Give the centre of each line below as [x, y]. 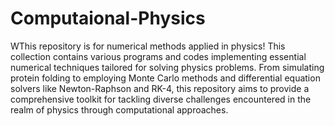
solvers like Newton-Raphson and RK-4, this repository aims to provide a [160, 88]
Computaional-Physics [108, 18]
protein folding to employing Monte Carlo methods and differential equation [165, 78]
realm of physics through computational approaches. [119, 109]
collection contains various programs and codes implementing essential [158, 56]
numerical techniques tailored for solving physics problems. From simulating [167, 67]
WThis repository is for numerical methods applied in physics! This [148, 46]
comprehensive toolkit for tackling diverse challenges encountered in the [161, 99]
